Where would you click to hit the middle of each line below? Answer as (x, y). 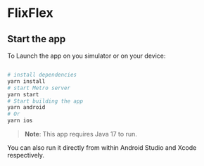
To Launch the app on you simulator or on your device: (87, 56)
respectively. (26, 155)
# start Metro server (39, 88)
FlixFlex (31, 13)
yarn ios (20, 121)
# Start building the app (45, 101)
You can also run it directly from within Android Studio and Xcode (102, 148)
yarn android (26, 108)
